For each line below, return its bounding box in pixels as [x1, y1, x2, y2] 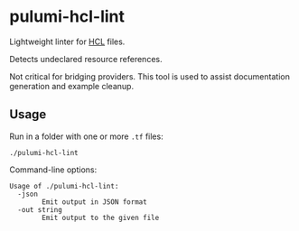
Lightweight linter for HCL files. [9, 36, 126, 47]
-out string [17, 205, 63, 214]
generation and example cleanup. [9, 80, 134, 91]
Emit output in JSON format [42, 197, 147, 207]
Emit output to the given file [42, 213, 160, 222]
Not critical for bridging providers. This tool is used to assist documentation [9, 70, 291, 82]
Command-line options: [9, 164, 98, 175]
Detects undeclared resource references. [9, 53, 163, 64]
